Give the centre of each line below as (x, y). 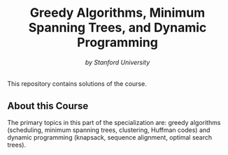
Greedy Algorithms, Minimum (117, 13)
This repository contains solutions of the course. (77, 84)
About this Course (48, 106)
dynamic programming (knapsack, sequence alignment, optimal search (110, 138)
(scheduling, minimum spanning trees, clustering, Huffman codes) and (109, 130)
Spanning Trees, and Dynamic (117, 28)
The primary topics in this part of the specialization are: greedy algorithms (114, 123)
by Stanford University (117, 62)
